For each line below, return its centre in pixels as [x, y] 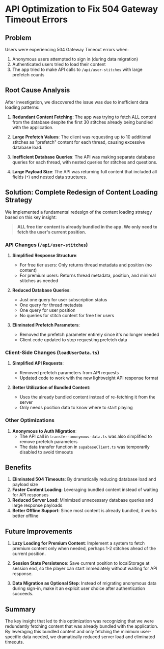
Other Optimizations [30, 421]
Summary [20, 609]
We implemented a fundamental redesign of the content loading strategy [79, 212]
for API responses [30, 495]
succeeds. [23, 594]
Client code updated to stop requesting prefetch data [73, 340]
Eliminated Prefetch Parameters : [46, 325]
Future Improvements [39, 531]
